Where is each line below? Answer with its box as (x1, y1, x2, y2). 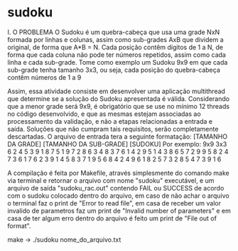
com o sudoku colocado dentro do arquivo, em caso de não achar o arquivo (7, 191, 229, 200)
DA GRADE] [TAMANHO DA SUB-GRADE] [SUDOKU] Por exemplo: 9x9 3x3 (7, 139, 227, 148)
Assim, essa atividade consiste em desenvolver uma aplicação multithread (7, 87, 226, 95)
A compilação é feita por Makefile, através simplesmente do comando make (7, 169, 229, 177)
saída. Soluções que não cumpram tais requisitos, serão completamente (7, 124, 219, 133)
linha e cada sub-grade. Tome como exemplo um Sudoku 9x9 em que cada (7, 58, 228, 66)
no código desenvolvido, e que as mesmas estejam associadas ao (7, 110, 201, 118)
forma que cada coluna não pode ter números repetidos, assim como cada (7, 50, 226, 59)
